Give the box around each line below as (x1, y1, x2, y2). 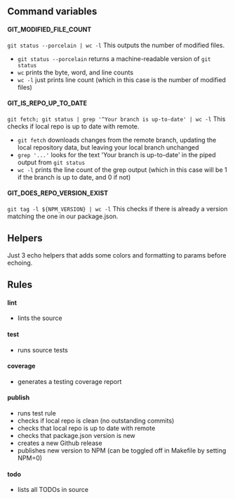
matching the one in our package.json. (7, 212, 119, 220)
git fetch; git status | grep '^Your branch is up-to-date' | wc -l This (7, 114, 226, 123)
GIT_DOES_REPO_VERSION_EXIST (7, 189, 109, 197)
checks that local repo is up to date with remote (17, 424, 156, 432)
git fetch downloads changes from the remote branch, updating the (17, 135, 217, 144)
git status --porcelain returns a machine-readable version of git (17, 54, 211, 62)
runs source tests (17, 345, 68, 354)
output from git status (17, 158, 86, 166)
